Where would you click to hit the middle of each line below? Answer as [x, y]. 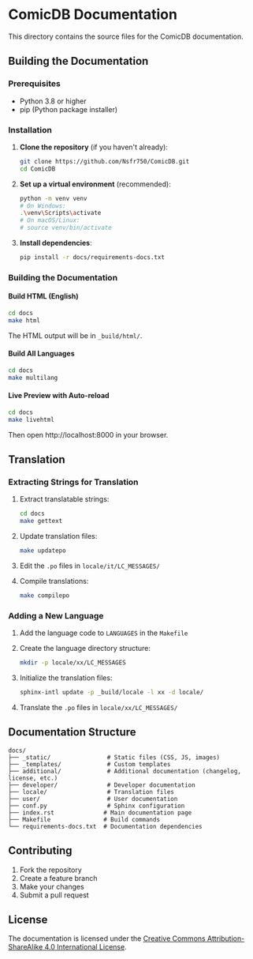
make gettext [41, 521]
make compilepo [45, 596]
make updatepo [43, 551]
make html [24, 320]
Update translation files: [58, 536]
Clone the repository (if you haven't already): [93, 147]
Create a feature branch [58, 878]
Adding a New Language [56, 615]
